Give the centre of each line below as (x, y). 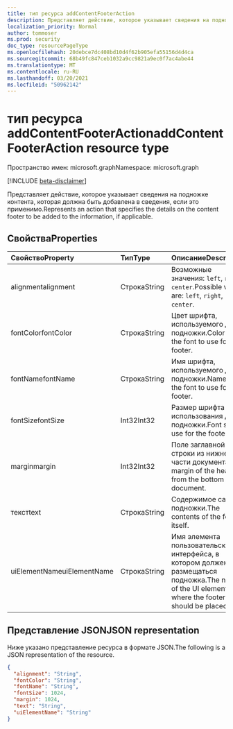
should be (187, 606)
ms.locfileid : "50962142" (44, 85)
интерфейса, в (195, 554)
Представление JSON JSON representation (103, 631)
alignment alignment (43, 287)
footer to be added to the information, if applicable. (80, 216)
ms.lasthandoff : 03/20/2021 (48, 78)
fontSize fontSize (37, 420)
